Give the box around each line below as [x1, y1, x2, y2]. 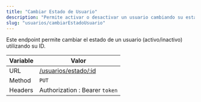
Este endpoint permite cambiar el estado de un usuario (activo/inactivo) [6, 36, 183, 44]
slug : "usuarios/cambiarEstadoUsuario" [6, 20, 106, 26]
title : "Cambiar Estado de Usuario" [6, 8, 98, 15]
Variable [9, 57, 34, 65]
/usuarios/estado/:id [39, 67, 96, 75]
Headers [9, 86, 33, 94]
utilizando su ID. [6, 42, 46, 50]
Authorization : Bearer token [39, 86, 118, 94]
